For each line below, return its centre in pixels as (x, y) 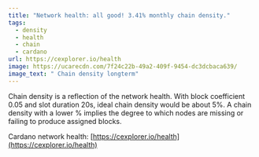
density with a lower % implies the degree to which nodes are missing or (126, 113)
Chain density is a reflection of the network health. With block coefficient (127, 96)
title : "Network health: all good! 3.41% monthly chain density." (119, 15)
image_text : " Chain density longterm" (74, 74)
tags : (17, 23)
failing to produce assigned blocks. (65, 121)
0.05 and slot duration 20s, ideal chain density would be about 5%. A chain (130, 104)
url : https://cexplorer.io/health (65, 60)
